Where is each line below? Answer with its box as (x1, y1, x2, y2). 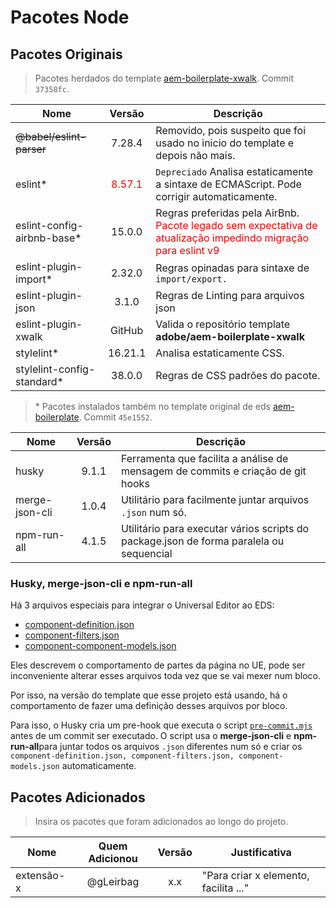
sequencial (120, 547, 173, 560)
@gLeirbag (86, 875, 140, 889)
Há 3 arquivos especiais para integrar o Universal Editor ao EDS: (10, 599, 275, 611)
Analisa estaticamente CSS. (155, 346, 285, 360)
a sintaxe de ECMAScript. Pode (155, 177, 302, 191)
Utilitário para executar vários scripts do (120, 522, 310, 535)
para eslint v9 (155, 244, 220, 257)
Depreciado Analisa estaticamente (155, 165, 314, 178)
